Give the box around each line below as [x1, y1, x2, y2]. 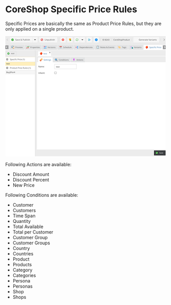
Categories [12, 272, 36, 278]
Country [12, 245, 30, 251]
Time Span [12, 213, 36, 219]
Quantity [12, 218, 31, 224]
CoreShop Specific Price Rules [5, 4, 137, 15]
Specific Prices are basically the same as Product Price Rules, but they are [5, 20, 162, 27]
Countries [12, 251, 34, 257]
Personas [12, 283, 33, 289]
